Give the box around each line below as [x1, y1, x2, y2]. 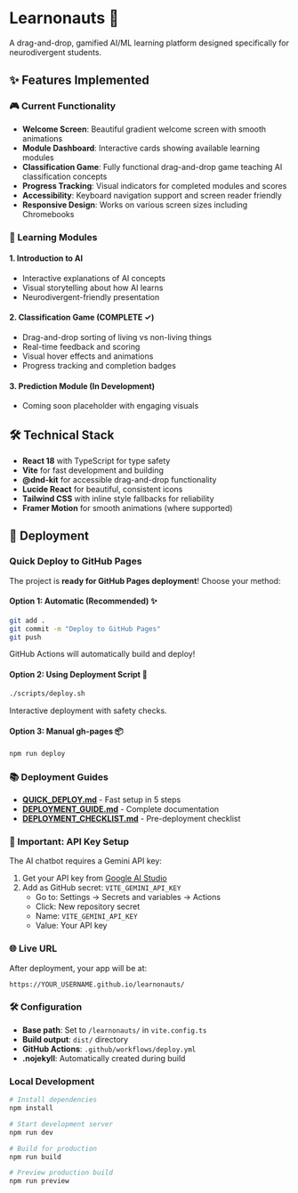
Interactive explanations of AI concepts [21, 272, 166, 283]
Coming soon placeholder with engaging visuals [21, 401, 199, 411]
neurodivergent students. [9, 46, 102, 57]
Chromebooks [21, 208, 75, 219]
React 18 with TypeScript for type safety [21, 455, 171, 466]
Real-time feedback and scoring [21, 341, 141, 352]
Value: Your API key [35, 921, 108, 931]
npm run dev [9, 1128, 53, 1137]
